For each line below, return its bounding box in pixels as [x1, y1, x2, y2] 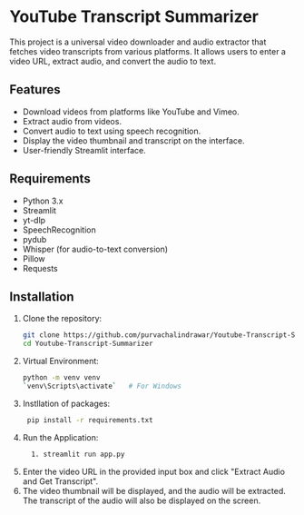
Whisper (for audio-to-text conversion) [22, 243, 169, 254]
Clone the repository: [22, 313, 103, 324]
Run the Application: [22, 431, 99, 442]
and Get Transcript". [22, 475, 98, 487]
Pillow [22, 253, 45, 264]
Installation [9, 289, 74, 304]
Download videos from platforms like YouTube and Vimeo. [22, 106, 240, 117]
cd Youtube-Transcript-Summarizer [22, 339, 153, 349]
